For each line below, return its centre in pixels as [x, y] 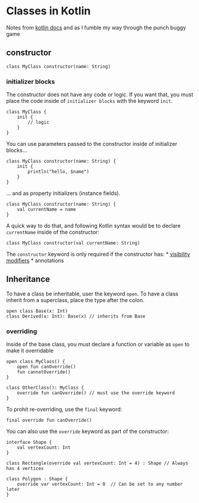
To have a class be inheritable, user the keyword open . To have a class [92, 294]
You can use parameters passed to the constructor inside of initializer [92, 144]
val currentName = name [47, 210]
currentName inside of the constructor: [53, 232]
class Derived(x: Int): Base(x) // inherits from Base [76, 316]
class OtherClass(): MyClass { [45, 388]
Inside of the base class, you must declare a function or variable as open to [98, 345]
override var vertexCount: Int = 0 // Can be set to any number [100, 484]
